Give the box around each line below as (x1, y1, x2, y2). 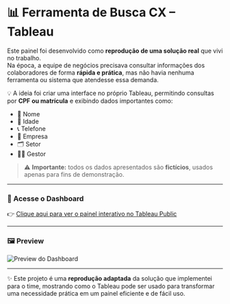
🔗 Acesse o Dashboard (7, 194, 84, 203)
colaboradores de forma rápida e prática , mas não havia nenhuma (7, 68, 194, 77)
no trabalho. (7, 53, 41, 62)
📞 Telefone (16, 124, 46, 133)
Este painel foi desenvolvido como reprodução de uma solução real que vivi (7, 47, 223, 55)
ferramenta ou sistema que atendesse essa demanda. (7, 75, 159, 84)
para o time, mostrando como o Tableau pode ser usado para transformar (7, 281, 215, 290)
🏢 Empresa (16, 132, 48, 140)
